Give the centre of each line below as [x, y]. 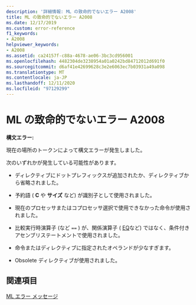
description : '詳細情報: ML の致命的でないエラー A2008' [71, 12]
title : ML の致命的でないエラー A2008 [49, 17]
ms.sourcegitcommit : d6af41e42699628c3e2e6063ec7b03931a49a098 [86, 67]
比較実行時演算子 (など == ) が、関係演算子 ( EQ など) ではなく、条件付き [102, 227]
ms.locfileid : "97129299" [38, 89]
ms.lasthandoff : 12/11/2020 [41, 84]
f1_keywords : [22, 34]
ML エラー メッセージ [32, 296]
